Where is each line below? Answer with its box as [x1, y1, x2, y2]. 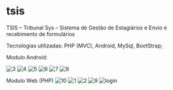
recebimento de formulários [6, 30, 75, 37]
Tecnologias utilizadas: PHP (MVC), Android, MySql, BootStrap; [6, 42, 163, 49]
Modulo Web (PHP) [6, 77, 54, 84]
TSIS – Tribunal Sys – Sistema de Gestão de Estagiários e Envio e [6, 24, 167, 31]
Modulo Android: [6, 53, 48, 61]
